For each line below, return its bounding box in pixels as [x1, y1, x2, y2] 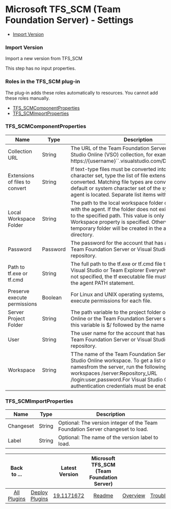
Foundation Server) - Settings [5, 14, 134, 26]
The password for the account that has [70, 239, 164, 246]
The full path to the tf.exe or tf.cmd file [70, 260, 162, 267]
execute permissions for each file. [70, 297, 152, 304]
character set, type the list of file [70, 172, 149, 179]
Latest [61, 464, 77, 471]
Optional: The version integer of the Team [58, 420, 158, 427]
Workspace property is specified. [70, 218, 151, 225]
